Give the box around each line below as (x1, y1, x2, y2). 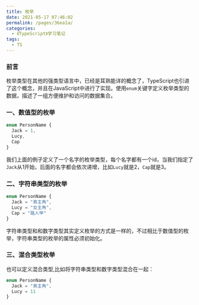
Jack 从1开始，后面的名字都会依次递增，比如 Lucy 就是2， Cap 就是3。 (6, 163, 170, 170)
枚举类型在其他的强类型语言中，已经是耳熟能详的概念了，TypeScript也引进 (6, 77, 189, 84)
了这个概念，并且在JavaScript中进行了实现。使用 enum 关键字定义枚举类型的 (6, 84, 189, 92)
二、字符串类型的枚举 (6, 180, 67, 188)
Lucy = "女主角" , (11, 205, 52, 210)
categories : (6, 25, 36, 32)
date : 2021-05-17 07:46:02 (6, 14, 73, 20)
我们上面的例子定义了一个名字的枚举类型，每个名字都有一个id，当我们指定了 (6, 156, 194, 163)
